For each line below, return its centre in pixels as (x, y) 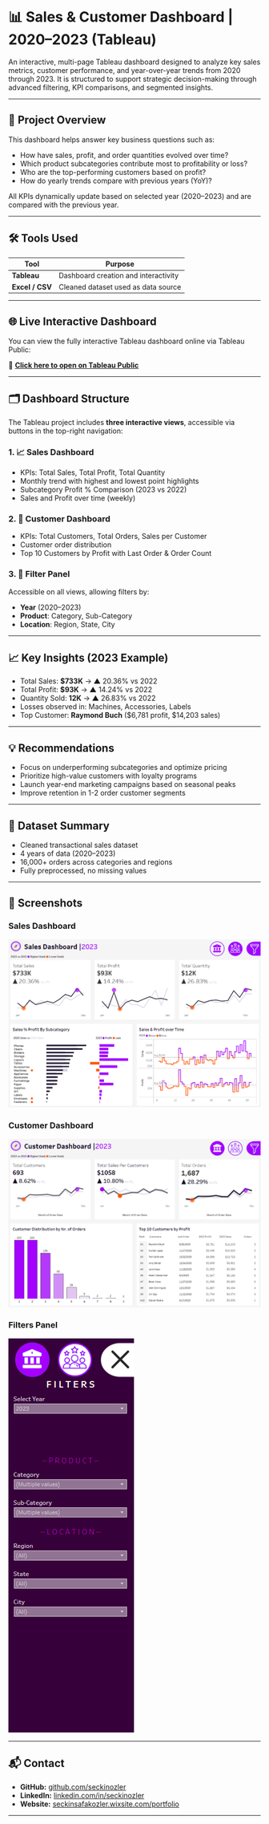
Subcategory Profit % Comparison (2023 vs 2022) (103, 489)
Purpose (120, 264)
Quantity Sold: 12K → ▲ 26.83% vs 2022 (88, 698)
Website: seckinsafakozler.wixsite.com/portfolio (100, 1804)
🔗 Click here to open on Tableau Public (74, 365)
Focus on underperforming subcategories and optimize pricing (123, 768)
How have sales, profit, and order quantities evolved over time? (124, 155)
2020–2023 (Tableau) (82, 40)
